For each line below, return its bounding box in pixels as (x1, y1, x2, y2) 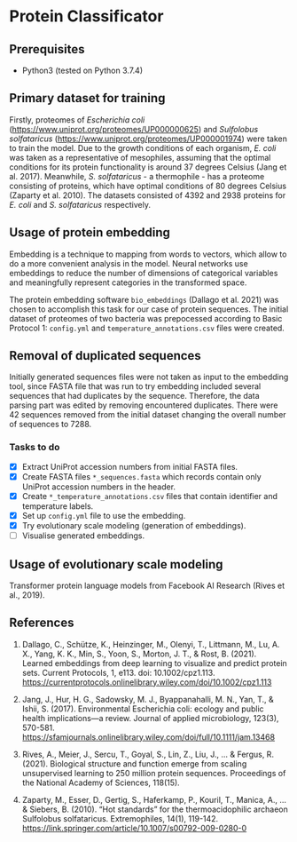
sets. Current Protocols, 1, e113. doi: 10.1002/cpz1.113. (21, 667, 215, 678)
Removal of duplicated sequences (9, 348, 201, 363)
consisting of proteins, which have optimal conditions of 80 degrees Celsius (9, 180, 286, 191)
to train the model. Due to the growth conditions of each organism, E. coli (9, 142, 277, 153)
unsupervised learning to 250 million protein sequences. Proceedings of (21, 767, 286, 778)
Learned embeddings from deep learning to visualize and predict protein (21, 657, 288, 668)
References (9, 616, 74, 631)
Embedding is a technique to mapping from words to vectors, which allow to (9, 249, 287, 259)
